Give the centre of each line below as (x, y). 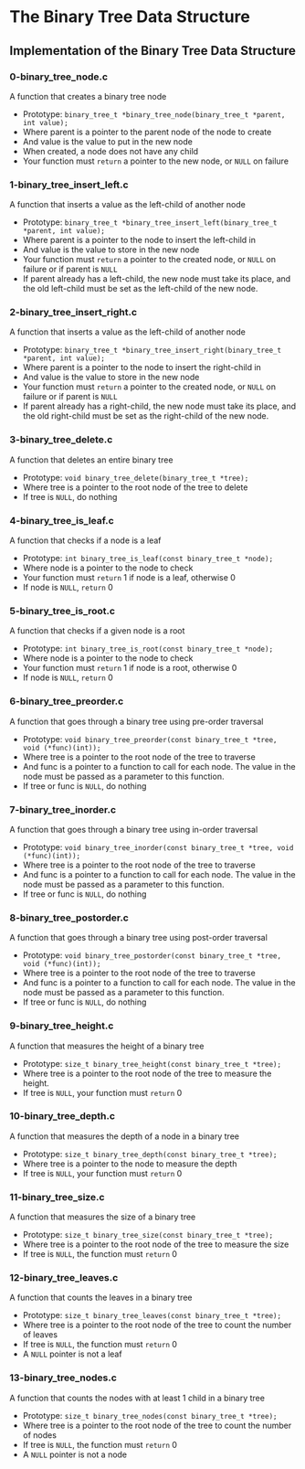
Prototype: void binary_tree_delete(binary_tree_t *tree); (136, 477)
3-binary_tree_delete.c (61, 440)
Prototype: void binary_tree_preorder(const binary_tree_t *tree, (150, 739)
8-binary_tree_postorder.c (69, 918)
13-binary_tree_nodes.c (63, 1378)
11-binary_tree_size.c (57, 1197)
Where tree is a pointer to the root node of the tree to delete (135, 487)
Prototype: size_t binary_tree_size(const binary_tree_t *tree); (148, 1235)
